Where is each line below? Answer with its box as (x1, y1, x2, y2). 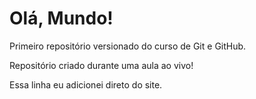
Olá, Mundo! (9, 7, 114, 30)
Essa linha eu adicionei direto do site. (9, 78, 163, 91)
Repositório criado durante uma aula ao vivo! (9, 59, 194, 71)
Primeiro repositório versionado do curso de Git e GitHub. (9, 40, 247, 52)
